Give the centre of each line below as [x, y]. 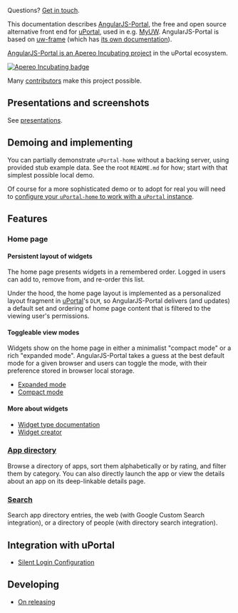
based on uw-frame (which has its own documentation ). [90, 39]
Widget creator [40, 432]
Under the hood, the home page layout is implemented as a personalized [114, 293]
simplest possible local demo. [51, 175]
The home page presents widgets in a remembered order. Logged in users [117, 272]
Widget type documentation [59, 424]
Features [27, 219]
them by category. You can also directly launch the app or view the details [116, 473]
